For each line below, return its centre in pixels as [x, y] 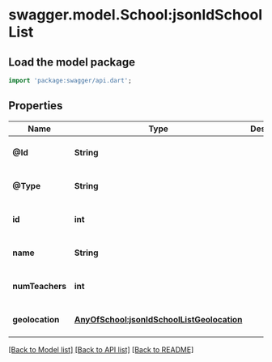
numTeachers [40, 286]
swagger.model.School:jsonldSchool [136, 15]
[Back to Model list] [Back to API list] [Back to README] [101, 349]
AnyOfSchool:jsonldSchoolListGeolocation [158, 319]
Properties [36, 106]
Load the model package [72, 62]
